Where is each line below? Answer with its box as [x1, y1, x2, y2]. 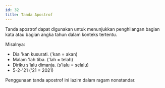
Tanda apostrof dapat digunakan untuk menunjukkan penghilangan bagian [5, 26, 160, 32]
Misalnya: [5, 41, 25, 47]
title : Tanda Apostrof [5, 12, 53, 17]
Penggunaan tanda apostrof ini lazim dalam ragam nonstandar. [5, 77, 136, 83]
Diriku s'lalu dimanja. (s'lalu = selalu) [12, 62, 89, 68]
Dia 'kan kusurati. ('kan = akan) [12, 51, 78, 57]
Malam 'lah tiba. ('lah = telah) [12, 56, 74, 62]
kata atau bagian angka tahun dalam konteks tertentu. [5, 31, 118, 37]
